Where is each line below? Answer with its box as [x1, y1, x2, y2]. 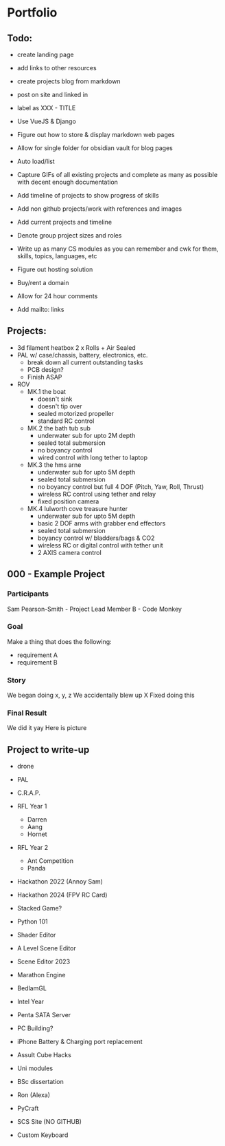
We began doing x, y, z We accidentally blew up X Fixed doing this [7, 691, 195, 700]
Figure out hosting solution [16, 265, 93, 273]
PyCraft [16, 1104, 39, 1113]
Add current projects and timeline [16, 218, 112, 226]
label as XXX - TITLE [16, 104, 76, 112]
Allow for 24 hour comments [16, 292, 98, 300]
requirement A [16, 651, 58, 659]
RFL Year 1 [16, 802, 47, 811]
